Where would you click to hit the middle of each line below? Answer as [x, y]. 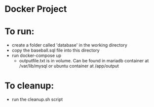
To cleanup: [29, 86]
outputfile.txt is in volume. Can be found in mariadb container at [84, 61]
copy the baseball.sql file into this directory [56, 51]
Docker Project [36, 9]
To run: [19, 32]
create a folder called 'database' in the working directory [70, 45]
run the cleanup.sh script [37, 100]
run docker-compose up [37, 55]
